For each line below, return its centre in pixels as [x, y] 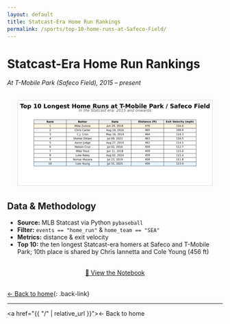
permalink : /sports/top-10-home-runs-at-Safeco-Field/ [87, 29]
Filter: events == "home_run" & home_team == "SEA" [88, 230]
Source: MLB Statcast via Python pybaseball [80, 222]
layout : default [30, 14]
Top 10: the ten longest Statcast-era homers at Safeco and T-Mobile [113, 244]
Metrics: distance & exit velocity [63, 238]
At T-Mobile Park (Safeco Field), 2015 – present [74, 83]
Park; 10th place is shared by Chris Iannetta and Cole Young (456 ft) [113, 252]
